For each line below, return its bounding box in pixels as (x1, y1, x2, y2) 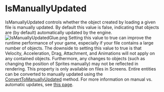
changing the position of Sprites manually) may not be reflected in (5, 61, 139, 67)
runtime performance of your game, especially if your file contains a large (5, 40, 154, 46)
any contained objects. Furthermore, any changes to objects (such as (5, 55, 145, 61)
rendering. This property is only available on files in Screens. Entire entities (5, 66, 156, 71)
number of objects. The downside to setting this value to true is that (5, 45, 142, 51)
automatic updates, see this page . (5, 81, 73, 87)
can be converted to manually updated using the (5, 71, 103, 77)
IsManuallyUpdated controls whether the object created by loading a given (5, 19, 156, 25)
